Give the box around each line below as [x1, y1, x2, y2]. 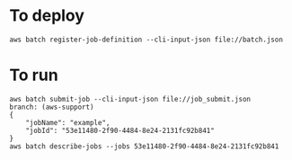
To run [9, 65, 58, 85]
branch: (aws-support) [9, 102, 94, 111]
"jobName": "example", [25, 118, 111, 127]
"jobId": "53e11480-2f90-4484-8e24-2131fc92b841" [25, 126, 216, 135]
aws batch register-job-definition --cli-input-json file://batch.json [9, 35, 283, 44]
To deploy [9, 5, 85, 26]
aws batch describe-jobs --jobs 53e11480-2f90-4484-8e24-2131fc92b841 [9, 141, 279, 151]
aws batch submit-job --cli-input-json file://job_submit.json [9, 94, 252, 103]
